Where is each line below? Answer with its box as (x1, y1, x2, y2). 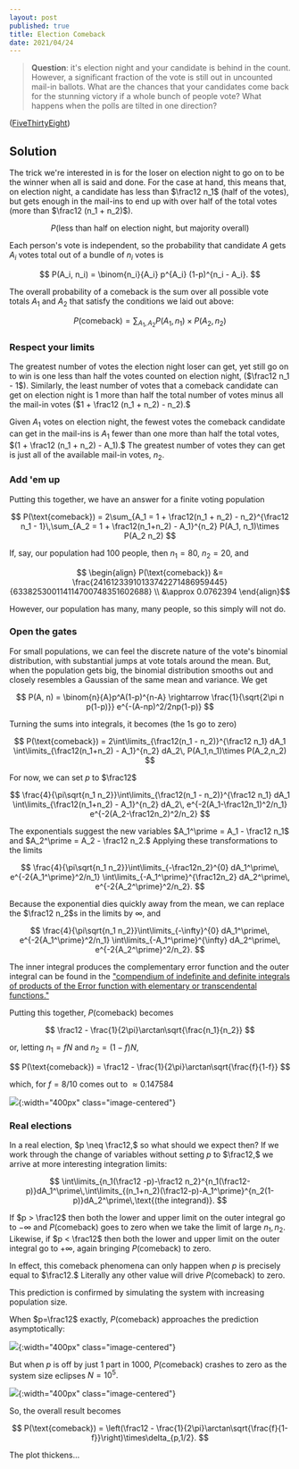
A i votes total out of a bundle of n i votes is (9, 249, 164, 262)
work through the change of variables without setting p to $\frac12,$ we (9, 1149, 274, 1160)
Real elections (9, 1119, 72, 1131)
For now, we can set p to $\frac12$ (9, 772, 137, 783)
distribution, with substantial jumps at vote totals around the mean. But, (9, 655, 271, 666)
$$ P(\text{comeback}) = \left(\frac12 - (12, 1423, 154, 1434)
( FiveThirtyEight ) (9, 118, 71, 129)
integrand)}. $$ (170, 1195, 228, 1205)
